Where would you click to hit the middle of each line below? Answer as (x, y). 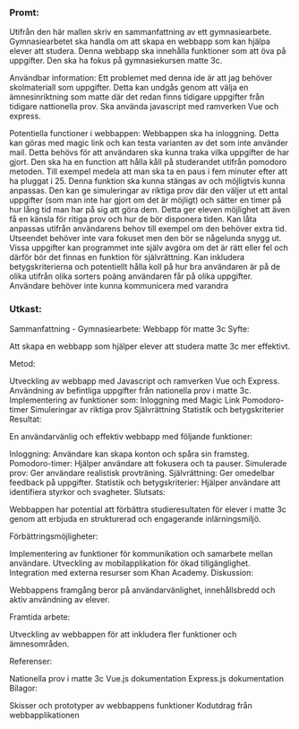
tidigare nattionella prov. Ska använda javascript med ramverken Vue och (144, 107)
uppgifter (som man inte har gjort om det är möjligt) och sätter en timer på (145, 200)
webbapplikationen (45, 715)
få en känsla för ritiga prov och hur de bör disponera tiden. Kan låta (133, 219)
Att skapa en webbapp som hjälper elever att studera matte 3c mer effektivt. (150, 346)
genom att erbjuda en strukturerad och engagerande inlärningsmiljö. (135, 518)
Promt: (25, 13)
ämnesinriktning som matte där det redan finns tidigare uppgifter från (137, 97)
